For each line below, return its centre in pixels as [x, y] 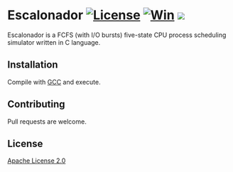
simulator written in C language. [54, 42]
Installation [33, 65]
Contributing [36, 104]
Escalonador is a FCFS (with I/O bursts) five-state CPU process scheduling [117, 35]
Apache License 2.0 [37, 161]
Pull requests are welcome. [47, 122]
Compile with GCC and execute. [54, 82]
